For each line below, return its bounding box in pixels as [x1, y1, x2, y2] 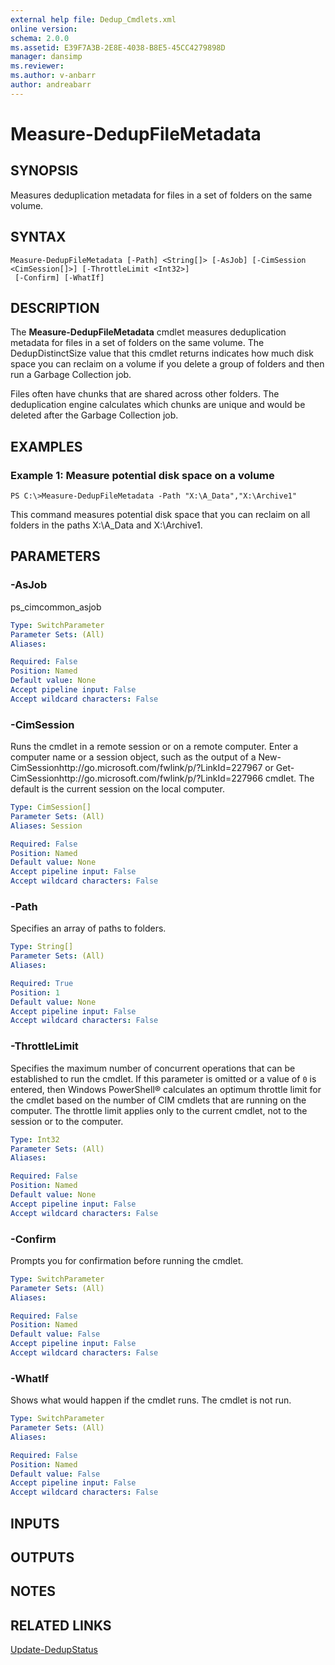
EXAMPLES [10, 438, 83, 455]
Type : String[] [10, 942, 74, 952]
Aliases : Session [10, 821, 83, 831]
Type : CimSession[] [10, 802, 92, 813]
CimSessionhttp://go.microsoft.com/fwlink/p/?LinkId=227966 [10, 772, 264, 785]
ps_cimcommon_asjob [10, 601, 102, 613]
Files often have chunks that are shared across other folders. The [10, 388, 280, 400]
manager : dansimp [10, 52, 83, 62]
